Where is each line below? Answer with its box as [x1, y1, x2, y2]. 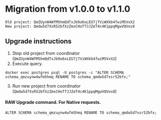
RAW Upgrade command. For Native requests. [5, 99, 102, 105]
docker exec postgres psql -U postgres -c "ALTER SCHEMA [5, 70, 124, 75]
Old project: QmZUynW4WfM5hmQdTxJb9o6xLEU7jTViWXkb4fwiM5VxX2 [5, 20, 135, 24]
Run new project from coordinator [12, 83, 81, 89]
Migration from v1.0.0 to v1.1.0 [5, 3, 131, 15]
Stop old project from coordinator [12, 50, 80, 56]
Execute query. [12, 60, 43, 67]
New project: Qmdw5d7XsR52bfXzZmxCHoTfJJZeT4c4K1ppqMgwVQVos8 [5, 24, 135, 29]
